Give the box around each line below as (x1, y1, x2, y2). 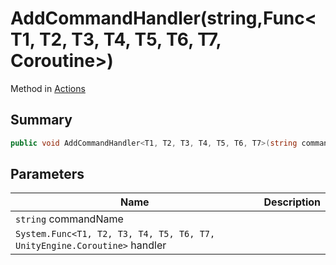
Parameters (10, 166, 85, 183)
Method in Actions (10, 82, 86, 94)
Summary (10, 112, 73, 129)
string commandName (15, 212, 124, 226)
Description (263, 195, 321, 209)
